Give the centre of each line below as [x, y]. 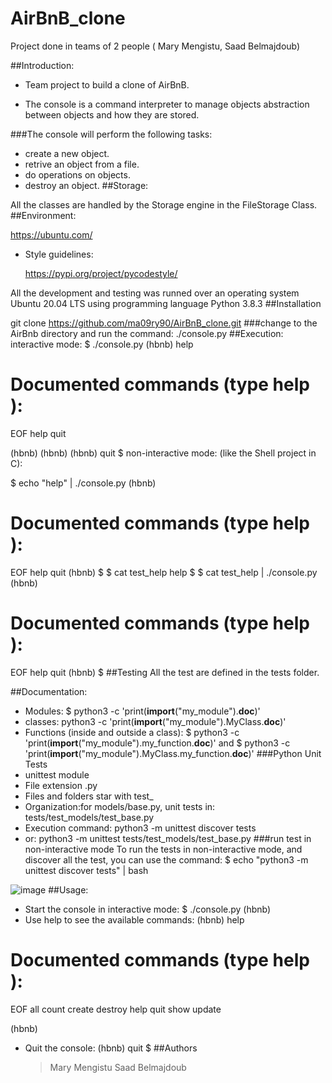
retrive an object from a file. [82, 164]
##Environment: [43, 215]
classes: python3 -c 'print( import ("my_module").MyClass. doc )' [155, 721]
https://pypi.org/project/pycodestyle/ [101, 273]
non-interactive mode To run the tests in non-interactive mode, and [163, 849]
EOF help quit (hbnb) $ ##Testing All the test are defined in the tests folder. [165, 672]
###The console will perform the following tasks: [111, 134]
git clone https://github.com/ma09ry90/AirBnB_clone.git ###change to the [164, 323]
